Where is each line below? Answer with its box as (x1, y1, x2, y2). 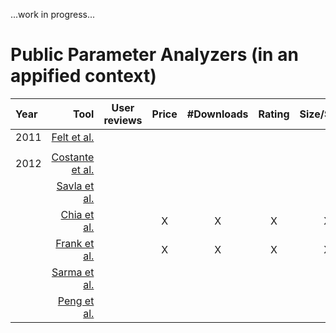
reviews (103, 113, 143, 127)
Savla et (56, 179, 95, 193)
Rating (258, 107, 290, 121)
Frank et (55, 236, 95, 250)
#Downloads (186, 107, 249, 121)
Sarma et (51, 265, 95, 279)
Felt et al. (51, 130, 95, 144)
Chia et (60, 207, 95, 221)
